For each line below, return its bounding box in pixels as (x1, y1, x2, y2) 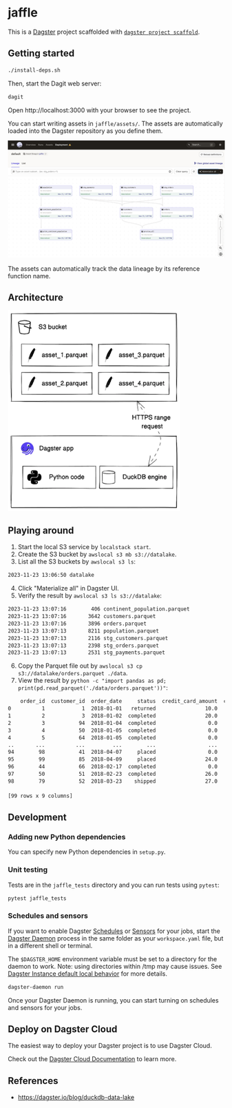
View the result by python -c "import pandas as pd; (17, 677, 167, 685)
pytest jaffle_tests (8, 894, 67, 902)
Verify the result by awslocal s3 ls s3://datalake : (17, 591, 162, 600)
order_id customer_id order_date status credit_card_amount (20, 698, 218, 705)
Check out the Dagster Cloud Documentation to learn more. (8, 1055, 177, 1063)
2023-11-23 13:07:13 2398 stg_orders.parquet (8, 642, 159, 649)
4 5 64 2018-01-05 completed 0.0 (8, 734, 218, 741)
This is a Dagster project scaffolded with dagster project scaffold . (8, 28, 200, 36)
